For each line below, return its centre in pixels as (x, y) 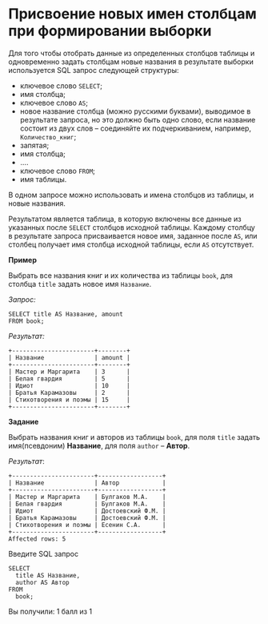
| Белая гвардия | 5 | (69, 378)
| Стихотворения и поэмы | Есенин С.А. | (87, 525)
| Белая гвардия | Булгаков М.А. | (87, 504)
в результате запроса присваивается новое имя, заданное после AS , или (133, 236)
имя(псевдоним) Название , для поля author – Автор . (99, 445)
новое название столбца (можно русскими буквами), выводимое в (135, 111)
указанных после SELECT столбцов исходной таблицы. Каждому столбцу (132, 227)
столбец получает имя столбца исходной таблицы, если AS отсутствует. (131, 244)
